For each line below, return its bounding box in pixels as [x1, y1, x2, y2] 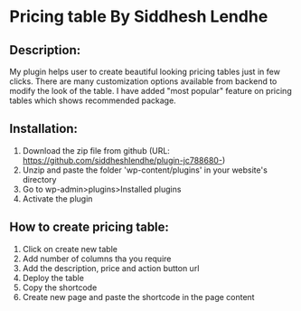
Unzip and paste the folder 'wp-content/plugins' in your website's [22, 165, 268, 175]
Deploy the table [22, 272, 84, 283]
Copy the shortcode [22, 282, 98, 293]
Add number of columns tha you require [22, 253, 172, 264]
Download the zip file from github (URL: [22, 145, 170, 155]
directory [22, 174, 57, 184]
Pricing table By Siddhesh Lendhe [9, 6, 268, 27]
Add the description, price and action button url [22, 262, 200, 273]
